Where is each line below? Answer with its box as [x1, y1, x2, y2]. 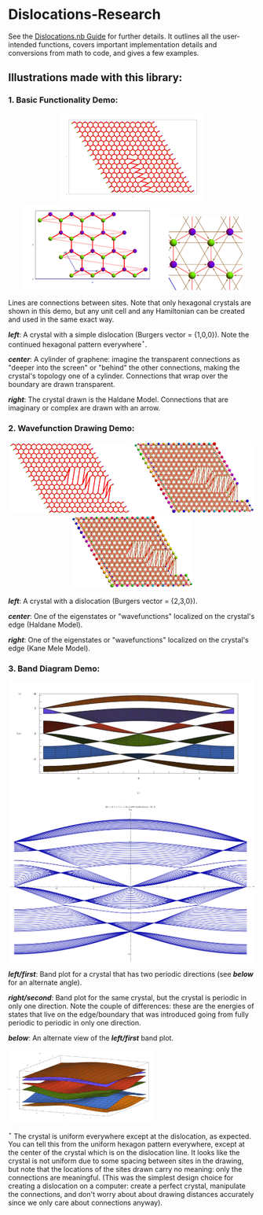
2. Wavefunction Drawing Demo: [8, 423, 135, 434]
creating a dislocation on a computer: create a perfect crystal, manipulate [8, 1181, 246, 1191]
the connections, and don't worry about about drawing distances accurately [8, 1190, 254, 1199]
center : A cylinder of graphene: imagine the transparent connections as [8, 355, 241, 364]
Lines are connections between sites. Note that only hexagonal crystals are [8, 297, 251, 307]
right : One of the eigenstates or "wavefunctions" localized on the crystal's [8, 635, 249, 644]
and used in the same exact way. [8, 315, 115, 324]
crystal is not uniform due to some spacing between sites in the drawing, [8, 1156, 244, 1165]
